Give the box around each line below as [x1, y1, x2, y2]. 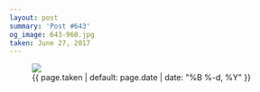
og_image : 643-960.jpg [9, 30, 95, 39]
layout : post [9, 13, 59, 23]
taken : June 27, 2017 [9, 38, 91, 48]
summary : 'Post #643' [9, 22, 91, 31]
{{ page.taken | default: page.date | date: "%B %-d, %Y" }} [32, 72, 251, 83]
